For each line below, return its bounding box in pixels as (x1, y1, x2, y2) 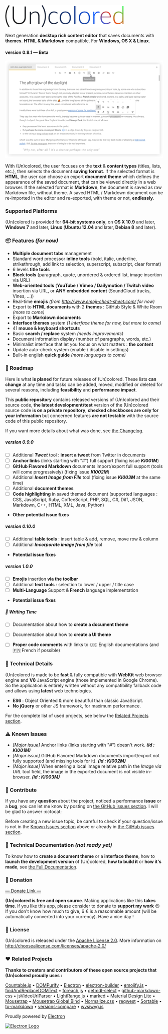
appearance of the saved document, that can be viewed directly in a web (5, 179, 156, 185)
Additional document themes (12, 485, 74, 491)
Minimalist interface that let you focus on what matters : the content (12, 341, 154, 347)
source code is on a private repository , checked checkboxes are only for (5, 407, 159, 413)
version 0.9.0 (5, 439, 34, 445)
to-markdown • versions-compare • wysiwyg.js (5, 1003, 104, 1009)
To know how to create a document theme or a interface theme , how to (5, 853, 155, 859)
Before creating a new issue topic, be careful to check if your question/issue (5, 818, 163, 825)
